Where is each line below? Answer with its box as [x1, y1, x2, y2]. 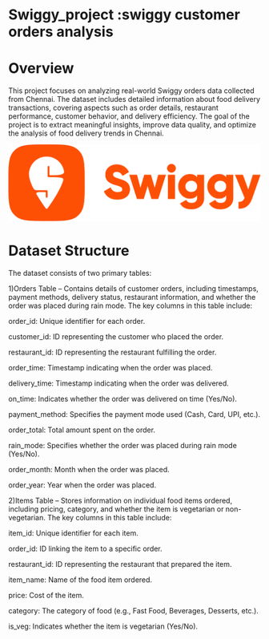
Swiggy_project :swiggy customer [8, 6, 240, 24]
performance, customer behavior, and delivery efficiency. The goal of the [8, 111, 250, 121]
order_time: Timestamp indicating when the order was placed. [8, 362, 213, 372]
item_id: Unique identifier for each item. [8, 528, 139, 538]
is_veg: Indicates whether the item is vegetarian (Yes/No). [8, 621, 199, 631]
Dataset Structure [8, 242, 130, 260]
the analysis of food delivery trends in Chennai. [8, 128, 164, 138]
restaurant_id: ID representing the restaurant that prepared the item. [8, 559, 232, 568]
